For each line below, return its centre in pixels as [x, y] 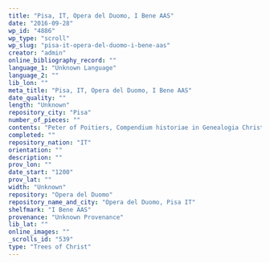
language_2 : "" [34, 75]
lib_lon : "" [28, 83]
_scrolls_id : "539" [41, 240]
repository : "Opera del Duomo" [61, 194]
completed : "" [32, 135]
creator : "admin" [37, 53]
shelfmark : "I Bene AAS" [50, 209]
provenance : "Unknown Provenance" [66, 217]
